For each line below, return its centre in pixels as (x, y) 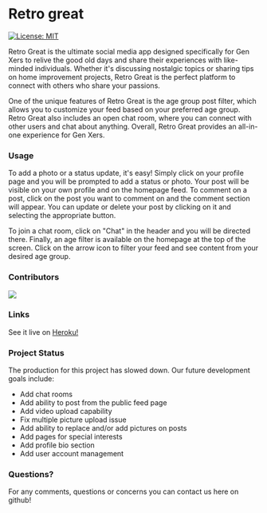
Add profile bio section (57, 445)
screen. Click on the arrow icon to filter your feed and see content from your (133, 248)
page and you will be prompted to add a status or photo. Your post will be (129, 181)
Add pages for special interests (71, 437)
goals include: (31, 379)
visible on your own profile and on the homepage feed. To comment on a (128, 190)
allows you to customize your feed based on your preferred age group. (124, 109)
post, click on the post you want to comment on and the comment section (129, 199)
